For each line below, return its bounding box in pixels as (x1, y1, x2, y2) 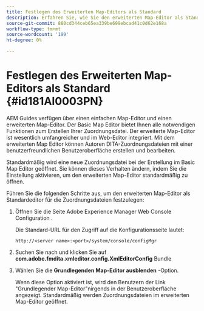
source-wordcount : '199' (6, 32, 69, 38)
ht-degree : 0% (6, 37, 42, 43)
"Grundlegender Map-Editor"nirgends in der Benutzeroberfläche (15, 285, 177, 292)
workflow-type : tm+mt (6, 26, 61, 32)
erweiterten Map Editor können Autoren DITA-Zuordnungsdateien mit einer (6, 140, 193, 148)
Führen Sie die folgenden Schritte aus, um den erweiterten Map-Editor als (6, 190, 191, 197)
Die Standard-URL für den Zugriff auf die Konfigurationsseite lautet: (15, 226, 185, 233)
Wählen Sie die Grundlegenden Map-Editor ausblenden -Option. (15, 267, 179, 274)
